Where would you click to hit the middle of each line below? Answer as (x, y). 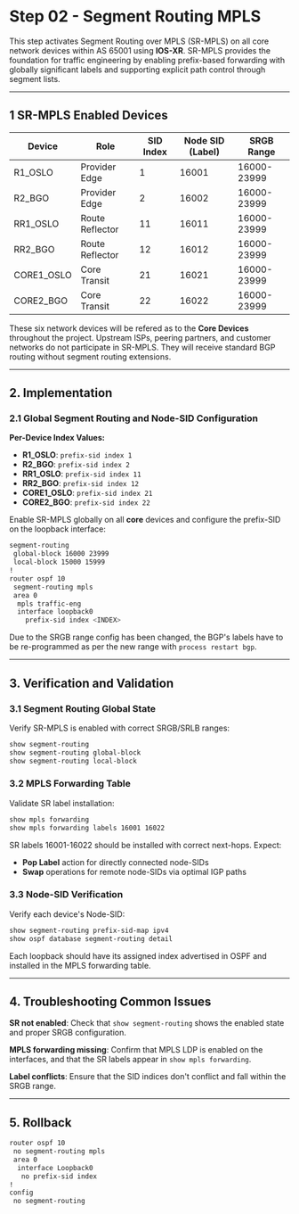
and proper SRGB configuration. (68, 1033)
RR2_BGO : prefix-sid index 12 (81, 483)
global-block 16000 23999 (61, 554)
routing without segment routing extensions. (90, 356)
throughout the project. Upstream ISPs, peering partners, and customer (140, 337)
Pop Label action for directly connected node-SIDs (115, 862)
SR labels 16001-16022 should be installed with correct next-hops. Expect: (145, 845)
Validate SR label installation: (62, 803)
